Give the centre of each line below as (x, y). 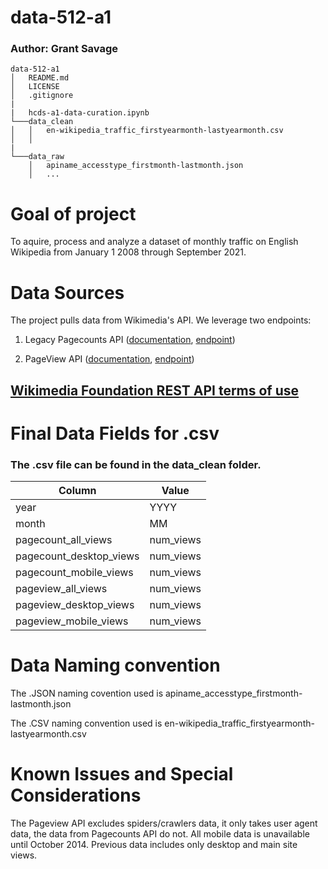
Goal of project (73, 213)
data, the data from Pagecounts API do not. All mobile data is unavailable (160, 834)
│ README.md (40, 78)
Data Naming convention (115, 665)
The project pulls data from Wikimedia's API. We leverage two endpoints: (161, 320)
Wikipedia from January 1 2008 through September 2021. (128, 252)
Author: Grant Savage (64, 49)
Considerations (76, 795)
